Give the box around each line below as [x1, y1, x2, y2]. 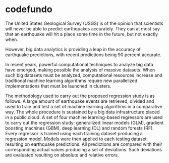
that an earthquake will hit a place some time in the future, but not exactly [5, 31, 158, 37]
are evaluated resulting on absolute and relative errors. [5, 152, 119, 158]
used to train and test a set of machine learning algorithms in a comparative [5, 103, 162, 109]
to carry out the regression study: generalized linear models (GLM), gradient [5, 119, 164, 126]
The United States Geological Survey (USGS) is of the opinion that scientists [5, 20, 163, 26]
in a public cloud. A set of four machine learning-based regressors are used [5, 114, 163, 120]
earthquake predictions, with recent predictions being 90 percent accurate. [5, 52, 161, 58]
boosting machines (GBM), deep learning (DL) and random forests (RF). [5, 125, 154, 131]
